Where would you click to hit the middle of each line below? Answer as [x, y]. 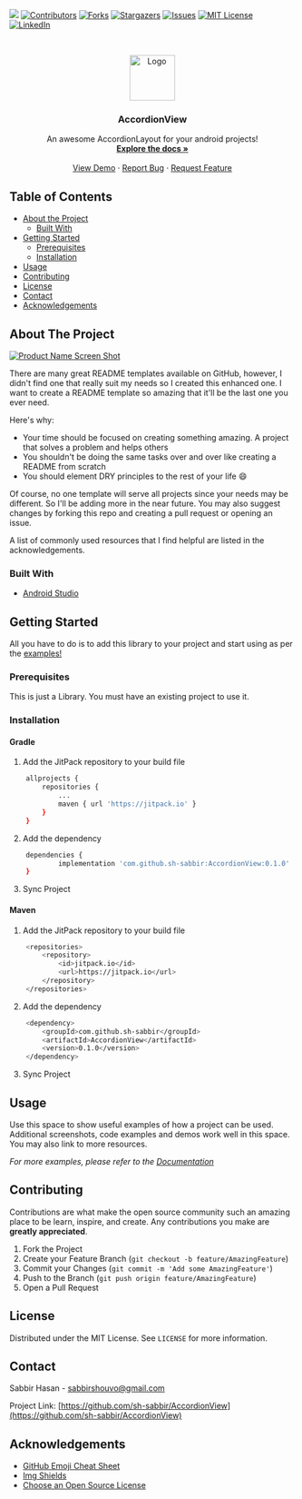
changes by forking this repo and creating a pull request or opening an [141, 512]
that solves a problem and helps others [95, 447]
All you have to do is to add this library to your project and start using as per [151, 644]
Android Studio [50, 593]
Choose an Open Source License [84, 1485]
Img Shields [44, 1475]
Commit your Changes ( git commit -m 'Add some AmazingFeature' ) [148, 1268]
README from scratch [64, 466]
